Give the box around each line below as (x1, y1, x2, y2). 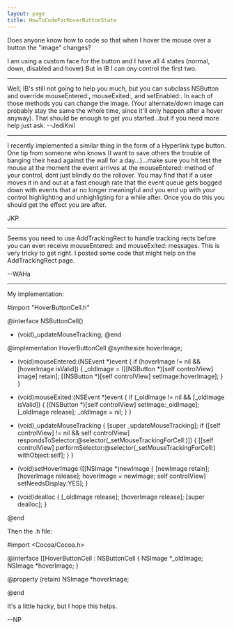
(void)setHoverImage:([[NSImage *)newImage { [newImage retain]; (17, 464, 210, 472)
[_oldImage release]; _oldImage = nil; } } (17, 407, 132, 416)
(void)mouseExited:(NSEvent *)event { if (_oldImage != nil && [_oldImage (17, 393, 225, 401)
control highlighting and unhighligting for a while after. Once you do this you (7, 193, 225, 201)
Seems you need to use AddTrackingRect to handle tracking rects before (7, 234, 217, 242)
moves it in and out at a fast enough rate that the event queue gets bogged (7, 178, 222, 187)
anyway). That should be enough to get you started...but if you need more (7, 114, 219, 122)
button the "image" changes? (7, 43, 92, 52)
